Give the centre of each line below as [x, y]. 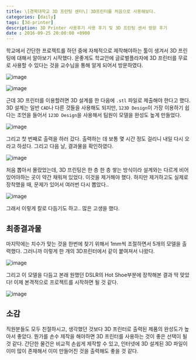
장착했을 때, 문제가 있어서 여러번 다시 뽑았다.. [58, 184]
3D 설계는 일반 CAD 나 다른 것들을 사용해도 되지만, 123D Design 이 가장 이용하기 [95, 108]
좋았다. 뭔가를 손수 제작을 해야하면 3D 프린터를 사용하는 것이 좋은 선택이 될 [102, 336]
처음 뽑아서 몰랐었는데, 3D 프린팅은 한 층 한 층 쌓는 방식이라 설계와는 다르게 [92, 170]
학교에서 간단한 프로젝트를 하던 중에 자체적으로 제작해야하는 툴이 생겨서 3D [92, 51]
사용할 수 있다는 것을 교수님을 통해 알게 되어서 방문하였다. [78, 66]
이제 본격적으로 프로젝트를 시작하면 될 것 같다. [66, 282]
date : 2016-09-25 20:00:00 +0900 [48, 33]
